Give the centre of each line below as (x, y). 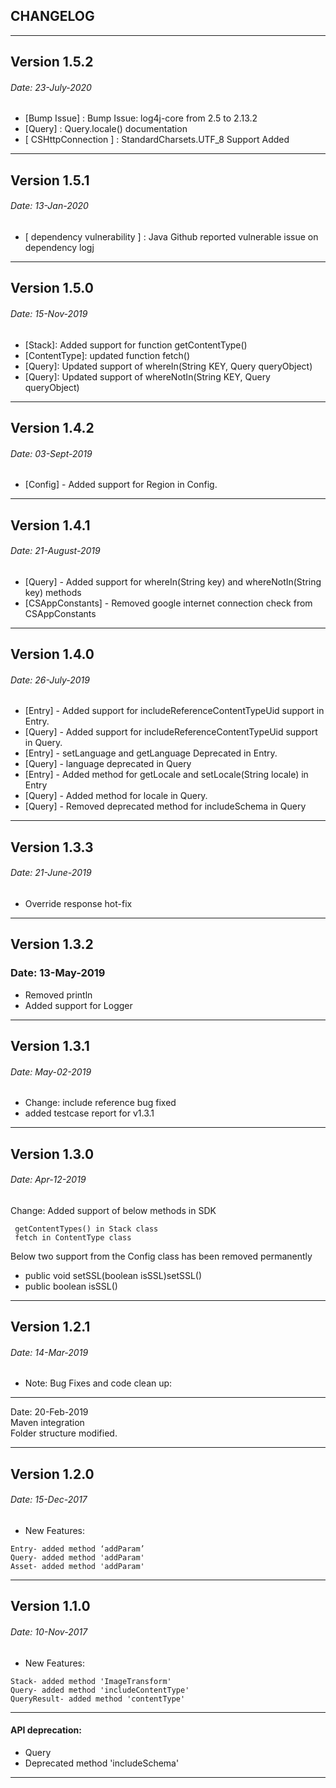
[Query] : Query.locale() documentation (106, 129)
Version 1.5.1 (50, 180)
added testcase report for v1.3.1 (89, 1113)
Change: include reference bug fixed (100, 1103)
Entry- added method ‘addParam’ (77, 1549)
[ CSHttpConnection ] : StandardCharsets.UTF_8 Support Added (157, 140)
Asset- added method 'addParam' (77, 1567)
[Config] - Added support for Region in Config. (121, 485)
